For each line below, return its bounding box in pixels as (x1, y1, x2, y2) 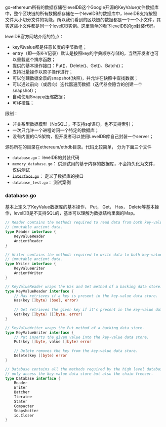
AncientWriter (14, 271, 43, 276)
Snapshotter (14, 408, 39, 413)
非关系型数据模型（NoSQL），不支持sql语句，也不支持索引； (12, 121, 135, 127)
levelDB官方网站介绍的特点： (5, 34, 64, 39)
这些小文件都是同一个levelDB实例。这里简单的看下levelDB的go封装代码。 (9, 23, 158, 29)
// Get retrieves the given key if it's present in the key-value (14, 307, 154, 312)
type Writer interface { (5, 261, 56, 267)
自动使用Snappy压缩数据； (12, 94, 67, 99)
